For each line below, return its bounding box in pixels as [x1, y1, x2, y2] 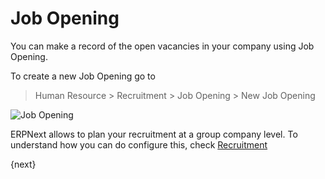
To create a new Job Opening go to [10, 70, 156, 82]
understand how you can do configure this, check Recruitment [10, 138, 268, 151]
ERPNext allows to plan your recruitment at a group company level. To [10, 128, 298, 140]
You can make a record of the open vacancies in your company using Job [10, 40, 315, 52]
